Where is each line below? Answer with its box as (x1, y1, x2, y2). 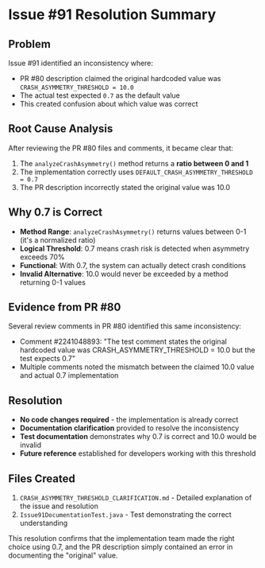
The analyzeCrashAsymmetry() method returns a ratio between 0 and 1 (19, 158, 249, 168)
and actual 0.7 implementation (19, 371, 119, 380)
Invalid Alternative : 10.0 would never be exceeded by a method (19, 269, 229, 278)
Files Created (8, 472, 75, 485)
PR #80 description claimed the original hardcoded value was (19, 74, 221, 83)
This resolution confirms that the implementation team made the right (8, 534, 236, 543)
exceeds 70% (19, 252, 65, 262)
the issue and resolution (19, 501, 99, 511)
